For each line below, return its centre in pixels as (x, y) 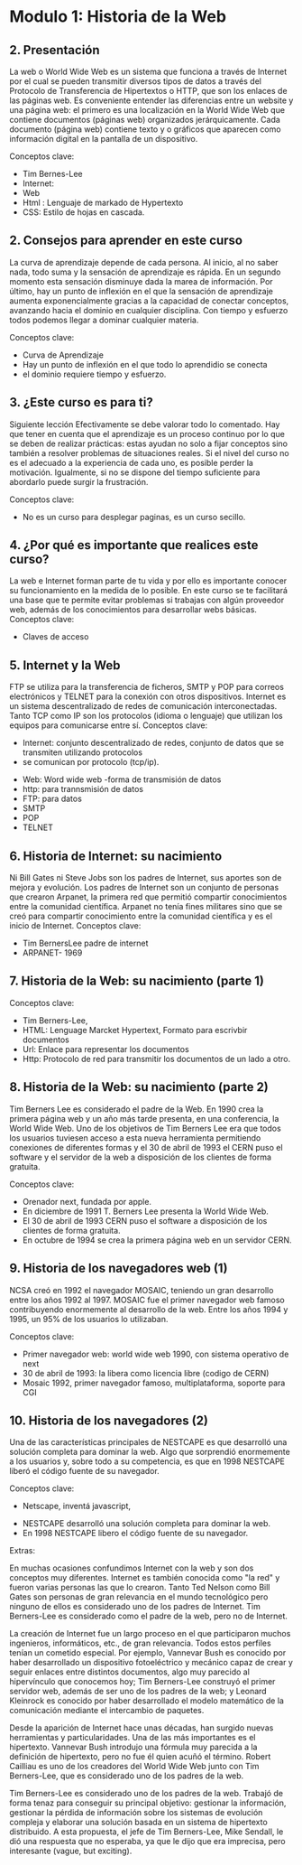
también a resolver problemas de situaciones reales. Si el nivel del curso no (150, 452)
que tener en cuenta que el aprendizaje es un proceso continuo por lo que (147, 434)
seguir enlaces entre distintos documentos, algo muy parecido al (130, 1672)
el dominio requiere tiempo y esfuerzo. (94, 374)
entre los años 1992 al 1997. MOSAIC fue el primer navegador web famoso (147, 1300)
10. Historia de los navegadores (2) (109, 1420)
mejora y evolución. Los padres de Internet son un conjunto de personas (144, 888)
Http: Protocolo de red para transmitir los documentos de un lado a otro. (156, 1058)
